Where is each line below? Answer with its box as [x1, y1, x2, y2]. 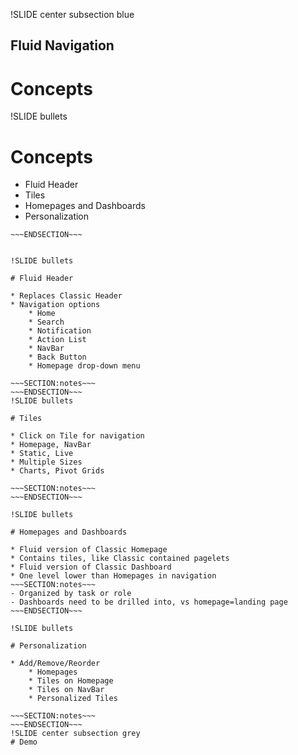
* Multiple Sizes [10, 457, 83, 468]
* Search [28, 317, 65, 328]
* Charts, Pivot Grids [10, 466, 105, 476]
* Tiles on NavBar [28, 685, 105, 695]
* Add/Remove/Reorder [10, 659, 101, 669]
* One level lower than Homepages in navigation [10, 571, 217, 581]
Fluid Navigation [10, 37, 115, 54]
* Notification [28, 326, 92, 336]
